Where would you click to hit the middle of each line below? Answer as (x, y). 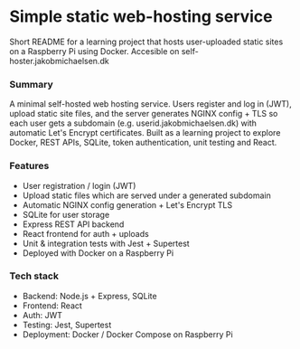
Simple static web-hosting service (141, 17)
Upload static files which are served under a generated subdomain (146, 195)
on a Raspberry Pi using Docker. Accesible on (94, 51)
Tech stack (34, 276)
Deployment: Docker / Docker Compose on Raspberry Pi (127, 334)
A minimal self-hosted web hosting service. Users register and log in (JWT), (150, 104)
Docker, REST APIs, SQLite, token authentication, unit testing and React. (143, 143)
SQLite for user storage (66, 214)
